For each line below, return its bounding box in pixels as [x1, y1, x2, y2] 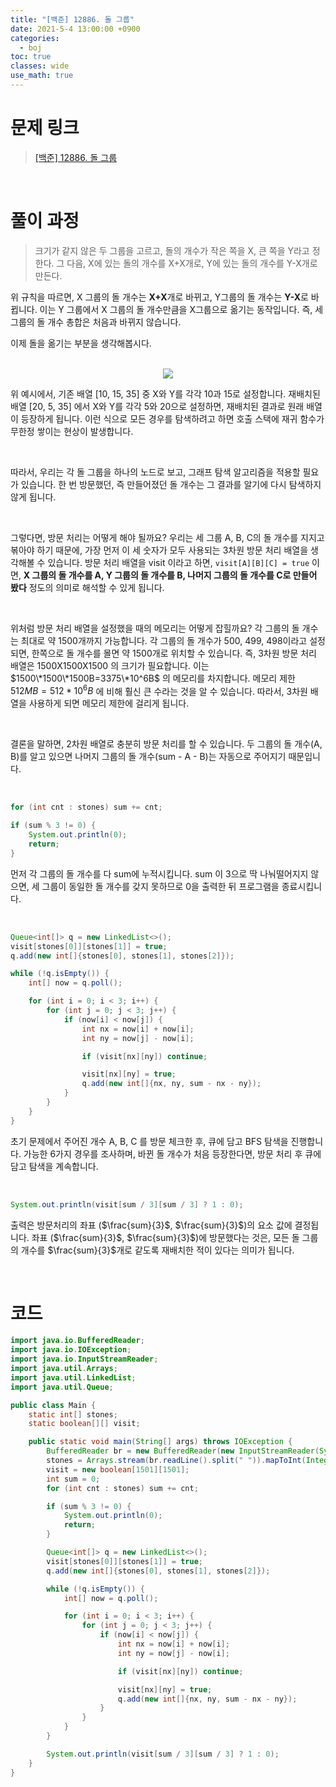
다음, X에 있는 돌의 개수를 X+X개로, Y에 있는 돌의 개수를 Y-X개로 [66, 257, 318, 269]
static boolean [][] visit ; [28, 1419, 141, 1429]
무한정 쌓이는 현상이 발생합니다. [10, 425, 134, 437]
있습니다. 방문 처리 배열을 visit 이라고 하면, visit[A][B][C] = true [47, 556, 310, 568]
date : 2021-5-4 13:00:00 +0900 [10, 24, 141, 34]
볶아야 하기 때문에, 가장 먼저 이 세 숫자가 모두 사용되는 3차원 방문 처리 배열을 [10, 544, 309, 556]
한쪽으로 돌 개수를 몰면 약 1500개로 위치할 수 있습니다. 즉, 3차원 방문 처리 [31, 647, 317, 659]
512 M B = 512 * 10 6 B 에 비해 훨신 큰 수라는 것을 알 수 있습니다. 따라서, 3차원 [10, 683, 308, 697]
